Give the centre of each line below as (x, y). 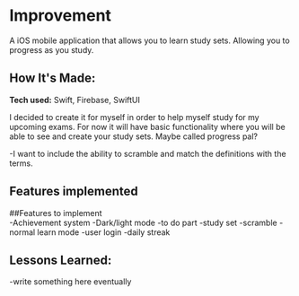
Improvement (61, 16)
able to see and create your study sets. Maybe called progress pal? (134, 136)
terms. (21, 163)
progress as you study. (52, 49)
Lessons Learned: (61, 260)
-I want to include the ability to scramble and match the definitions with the (148, 153)
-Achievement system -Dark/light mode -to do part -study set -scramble (143, 222)
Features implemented (74, 192)
